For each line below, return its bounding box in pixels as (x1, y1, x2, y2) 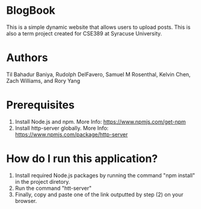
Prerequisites (6, 98, 75, 112)
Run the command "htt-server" (14, 184, 92, 192)
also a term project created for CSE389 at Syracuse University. (6, 29, 162, 37)
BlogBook (6, 4, 56, 17)
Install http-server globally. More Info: (14, 124, 109, 132)
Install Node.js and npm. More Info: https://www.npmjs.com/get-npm (14, 118, 187, 125)
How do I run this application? (6, 152, 158, 165)
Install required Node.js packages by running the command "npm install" (14, 172, 196, 179)
